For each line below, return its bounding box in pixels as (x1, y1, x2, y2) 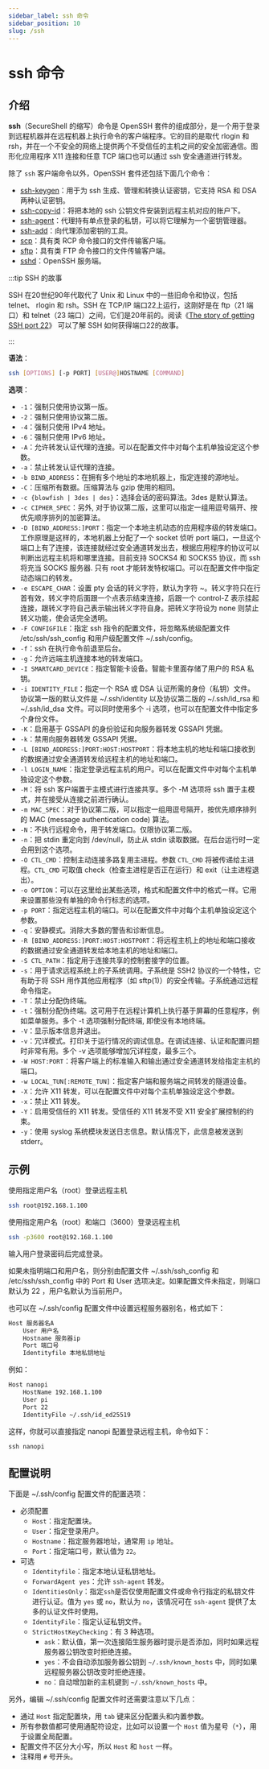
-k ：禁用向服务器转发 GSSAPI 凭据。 (19, 734, 142, 744)
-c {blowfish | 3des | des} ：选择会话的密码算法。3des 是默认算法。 (19, 493, 252, 502)
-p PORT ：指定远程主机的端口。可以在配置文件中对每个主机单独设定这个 (19, 905, 257, 915)
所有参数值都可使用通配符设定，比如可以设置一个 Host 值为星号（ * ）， (19, 1721, 251, 1731)
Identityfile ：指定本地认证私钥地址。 (31, 1567, 161, 1577)
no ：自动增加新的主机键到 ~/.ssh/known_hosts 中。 (43, 1677, 212, 1687)
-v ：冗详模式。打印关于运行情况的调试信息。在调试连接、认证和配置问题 (19, 1036, 260, 1046)
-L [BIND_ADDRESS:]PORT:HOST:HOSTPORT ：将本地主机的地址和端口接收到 (19, 744, 255, 754)
